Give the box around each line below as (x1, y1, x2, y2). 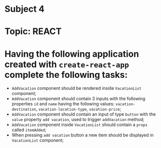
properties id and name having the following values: (11, 101, 115, 107)
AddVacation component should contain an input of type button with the (11, 111, 156, 117)
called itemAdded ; (11, 127, 46, 133)
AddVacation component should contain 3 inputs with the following (11, 96, 145, 101)
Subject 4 (4, 3, 45, 15)
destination (11, 107, 36, 112)
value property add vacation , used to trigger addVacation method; (11, 117, 145, 123)
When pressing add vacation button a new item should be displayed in (11, 132, 154, 138)
